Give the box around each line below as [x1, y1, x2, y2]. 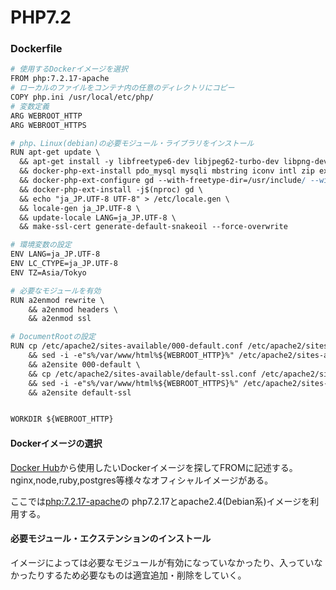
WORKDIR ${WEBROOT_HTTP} [10, 414, 114, 425]
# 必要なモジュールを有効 [10, 286, 102, 296]
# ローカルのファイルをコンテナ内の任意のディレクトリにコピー [10, 83, 235, 93]
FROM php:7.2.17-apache [10, 74, 110, 84]
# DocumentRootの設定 [10, 332, 96, 342]
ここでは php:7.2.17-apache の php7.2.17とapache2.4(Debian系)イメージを [10, 495, 311, 507]
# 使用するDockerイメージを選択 [10, 64, 128, 75]
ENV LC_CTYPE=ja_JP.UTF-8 [10, 259, 118, 269]
